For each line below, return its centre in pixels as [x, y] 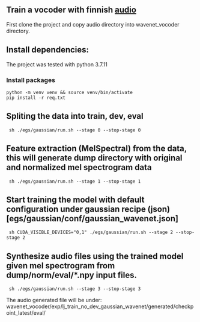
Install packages [31, 80]
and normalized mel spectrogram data [79, 167]
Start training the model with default [76, 199]
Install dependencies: [47, 50]
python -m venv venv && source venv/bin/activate [70, 92]
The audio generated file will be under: [54, 300]
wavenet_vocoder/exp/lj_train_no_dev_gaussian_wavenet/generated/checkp [100, 306]
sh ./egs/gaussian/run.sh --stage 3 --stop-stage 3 [75, 289]
